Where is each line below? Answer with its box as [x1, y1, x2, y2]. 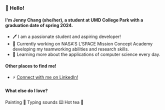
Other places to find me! [5, 62, 56, 69]
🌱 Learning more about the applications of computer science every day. [12, 51, 160, 57]
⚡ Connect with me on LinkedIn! [12, 74, 78, 80]
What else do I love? [5, 87, 48, 93]
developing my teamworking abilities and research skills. [12, 46, 129, 52]
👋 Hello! [5, 4, 25, 11]
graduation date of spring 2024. [5, 22, 73, 28]
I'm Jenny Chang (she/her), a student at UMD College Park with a [5, 17, 143, 23]
